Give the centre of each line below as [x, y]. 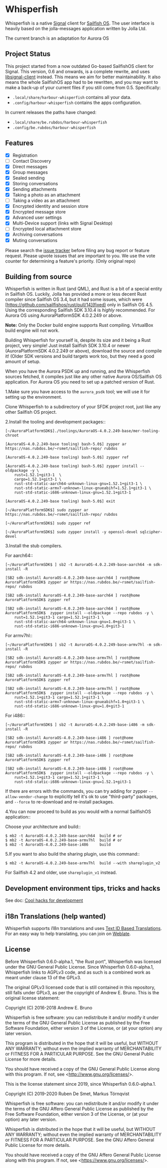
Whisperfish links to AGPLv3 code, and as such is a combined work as [78, 972]
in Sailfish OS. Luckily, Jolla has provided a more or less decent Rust [76, 294]
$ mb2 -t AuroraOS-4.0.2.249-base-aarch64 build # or [64, 836]
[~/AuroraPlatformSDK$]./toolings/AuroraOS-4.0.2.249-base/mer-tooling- [83, 431]
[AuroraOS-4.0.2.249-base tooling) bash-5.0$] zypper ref [67, 457]
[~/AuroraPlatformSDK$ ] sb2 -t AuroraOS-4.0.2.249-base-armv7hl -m [78, 645]
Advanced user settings [37, 217]
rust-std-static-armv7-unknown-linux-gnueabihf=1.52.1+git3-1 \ [83, 488]
